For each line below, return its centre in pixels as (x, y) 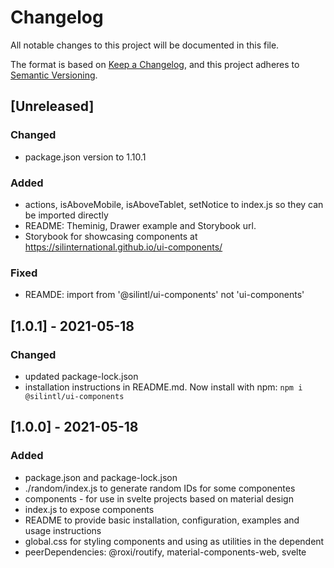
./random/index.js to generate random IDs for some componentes (160, 488)
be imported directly (66, 215)
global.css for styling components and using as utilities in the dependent (174, 541)
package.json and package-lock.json (101, 477)
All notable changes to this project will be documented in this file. (145, 45)
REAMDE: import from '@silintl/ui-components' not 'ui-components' (164, 295)
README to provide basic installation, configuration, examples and (162, 520)
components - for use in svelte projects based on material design (159, 498)
